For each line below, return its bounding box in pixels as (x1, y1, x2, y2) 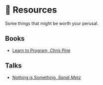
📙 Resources (5, 4, 57, 16)
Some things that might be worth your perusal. (5, 20, 99, 26)
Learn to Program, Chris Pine (12, 47, 71, 53)
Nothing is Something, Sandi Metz (12, 74, 82, 80)
